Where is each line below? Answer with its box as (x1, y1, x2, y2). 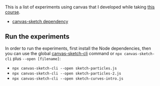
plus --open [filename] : (13, 56, 61, 61)
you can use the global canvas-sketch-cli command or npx (5, 50, 123, 56)
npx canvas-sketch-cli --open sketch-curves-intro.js (12, 76, 124, 81)
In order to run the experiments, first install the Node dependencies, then (5, 45, 151, 51)
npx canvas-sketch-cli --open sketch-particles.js (12, 66, 117, 71)
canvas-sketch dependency (12, 19, 69, 24)
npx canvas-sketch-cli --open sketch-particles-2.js (12, 71, 122, 76)
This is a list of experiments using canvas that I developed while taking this (5, 4, 155, 10)
